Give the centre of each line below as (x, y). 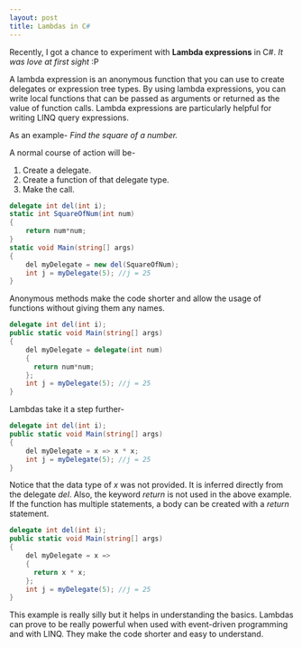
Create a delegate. (57, 170)
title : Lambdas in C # (50, 26)
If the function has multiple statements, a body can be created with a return (150, 504)
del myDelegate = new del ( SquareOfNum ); (102, 264)
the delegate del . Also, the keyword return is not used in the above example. (151, 494)
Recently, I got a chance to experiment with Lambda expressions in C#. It (146, 52)
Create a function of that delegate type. (96, 179)
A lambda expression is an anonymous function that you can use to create (147, 79)
